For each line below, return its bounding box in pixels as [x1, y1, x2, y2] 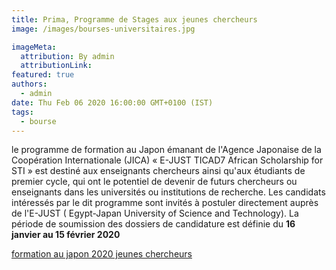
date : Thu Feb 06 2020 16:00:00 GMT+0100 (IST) [11, 97, 214, 108]
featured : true [11, 70, 75, 80]
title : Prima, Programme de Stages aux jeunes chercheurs [11, 14, 258, 25]
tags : [11, 107, 34, 117]
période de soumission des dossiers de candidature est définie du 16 [11, 218, 296, 230]
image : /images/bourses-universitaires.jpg [11, 24, 196, 34]
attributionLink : [20, 61, 93, 71]
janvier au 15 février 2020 [11, 229, 121, 241]
